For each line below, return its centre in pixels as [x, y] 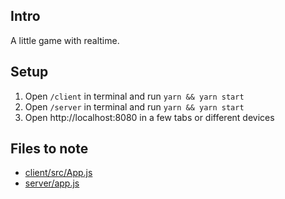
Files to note [49, 149]
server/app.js [52, 183]
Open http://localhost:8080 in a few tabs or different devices [149, 117]
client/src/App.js [58, 173]
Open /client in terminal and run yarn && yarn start [134, 96]
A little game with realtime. [65, 40]
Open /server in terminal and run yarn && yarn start [134, 106]
